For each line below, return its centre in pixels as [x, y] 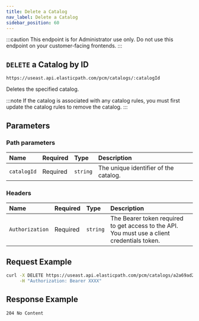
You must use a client [140, 233]
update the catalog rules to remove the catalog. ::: [67, 107]
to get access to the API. [145, 226]
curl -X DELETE [25, 275]
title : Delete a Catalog [37, 12]
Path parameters [31, 142]
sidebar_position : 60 [33, 23]
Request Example [39, 262]
